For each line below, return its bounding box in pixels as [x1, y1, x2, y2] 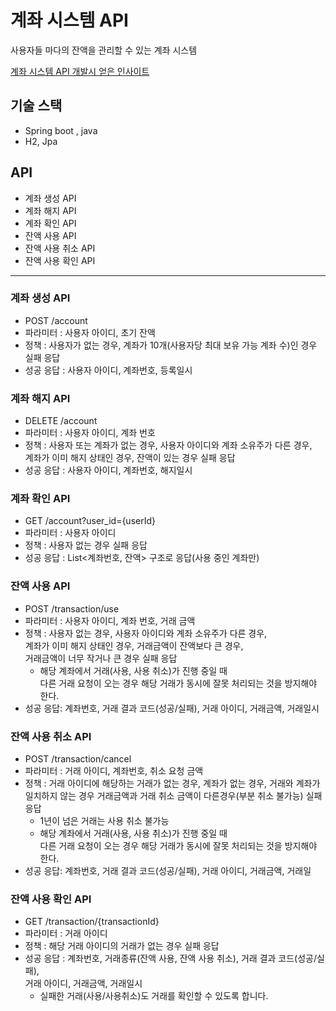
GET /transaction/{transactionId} [24, 916, 160, 928]
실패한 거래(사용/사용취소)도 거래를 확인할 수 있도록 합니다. [39, 990, 269, 1002]
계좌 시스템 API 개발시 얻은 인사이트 [10, 65, 150, 77]
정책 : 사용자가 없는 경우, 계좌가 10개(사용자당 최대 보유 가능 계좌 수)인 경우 [24, 339, 318, 351]
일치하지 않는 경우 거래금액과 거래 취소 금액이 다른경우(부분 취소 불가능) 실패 [24, 790, 323, 802]
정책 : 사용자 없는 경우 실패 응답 [24, 539, 148, 551]
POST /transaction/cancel [24, 753, 132, 765]
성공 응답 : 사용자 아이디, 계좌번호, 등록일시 [24, 364, 193, 376]
